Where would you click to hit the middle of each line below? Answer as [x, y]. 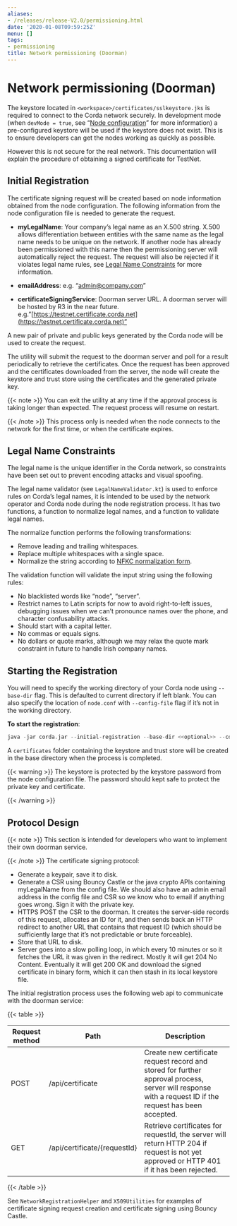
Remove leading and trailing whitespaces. [78, 546]
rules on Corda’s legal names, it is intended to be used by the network [109, 497]
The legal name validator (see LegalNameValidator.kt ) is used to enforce [113, 489]
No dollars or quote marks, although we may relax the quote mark [113, 641]
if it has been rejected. [181, 1170]
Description [185, 1036]
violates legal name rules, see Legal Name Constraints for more [110, 264]
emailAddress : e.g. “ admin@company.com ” [81, 285]
